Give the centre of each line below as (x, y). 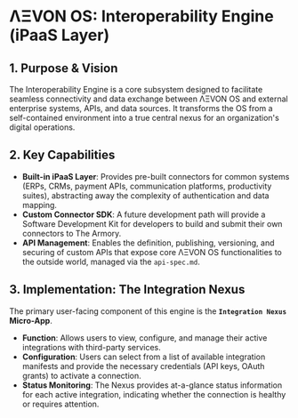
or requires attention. (60, 404)
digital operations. (42, 127)
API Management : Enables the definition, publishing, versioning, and (148, 243)
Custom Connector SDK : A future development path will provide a (144, 214)
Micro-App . (31, 320)
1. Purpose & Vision (64, 68)
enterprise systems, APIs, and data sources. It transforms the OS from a (141, 108)
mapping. (40, 205)
